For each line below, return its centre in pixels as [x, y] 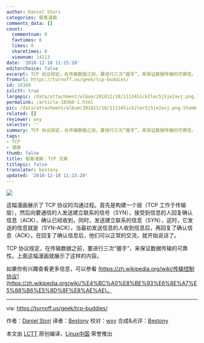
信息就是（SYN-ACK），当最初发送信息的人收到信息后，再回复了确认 [102, 228]
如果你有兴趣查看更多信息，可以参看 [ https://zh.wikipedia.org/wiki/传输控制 [100, 269]
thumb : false [23, 153]
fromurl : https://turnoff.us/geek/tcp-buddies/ [68, 80]
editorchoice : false [32, 68]
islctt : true [23, 91]
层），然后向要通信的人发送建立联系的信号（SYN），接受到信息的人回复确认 [100, 212]
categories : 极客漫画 [32, 18]
